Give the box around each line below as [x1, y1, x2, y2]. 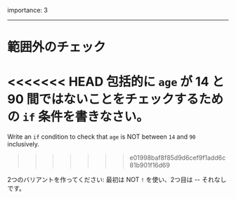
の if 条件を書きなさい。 [7, 109, 149, 125]
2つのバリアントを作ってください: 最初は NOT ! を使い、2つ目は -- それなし [7, 175, 227, 184]
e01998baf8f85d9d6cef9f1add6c [129, 153, 226, 162]
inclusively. [7, 140, 40, 149]
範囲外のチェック [7, 39, 107, 55]
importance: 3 [7, 6, 48, 14]
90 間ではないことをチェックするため [7, 91, 223, 107]
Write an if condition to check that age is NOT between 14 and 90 [7, 132, 196, 141]
